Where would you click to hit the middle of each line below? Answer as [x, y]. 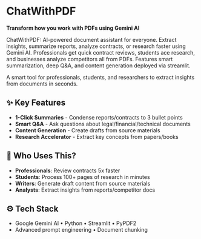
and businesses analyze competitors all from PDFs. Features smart [90, 59]
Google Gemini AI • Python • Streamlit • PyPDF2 [76, 223]
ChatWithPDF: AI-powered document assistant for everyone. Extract [91, 39]
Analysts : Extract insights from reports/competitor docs [85, 190]
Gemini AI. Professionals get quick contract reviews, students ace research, [100, 52]
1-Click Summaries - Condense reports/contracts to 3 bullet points [99, 117]
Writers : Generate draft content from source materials [83, 183]
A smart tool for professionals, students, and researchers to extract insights [100, 77]
